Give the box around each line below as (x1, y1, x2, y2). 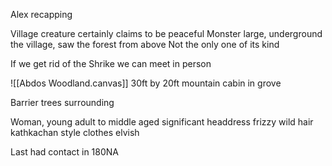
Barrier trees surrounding (10, 97, 115, 108)
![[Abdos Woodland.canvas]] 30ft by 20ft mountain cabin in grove (10, 77, 282, 89)
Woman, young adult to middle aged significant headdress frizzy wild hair (10, 116, 314, 128)
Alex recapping (10, 9, 73, 20)
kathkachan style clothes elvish (10, 127, 140, 138)
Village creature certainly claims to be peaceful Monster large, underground (10, 28, 323, 39)
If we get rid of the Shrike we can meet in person (10, 58, 212, 69)
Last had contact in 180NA (10, 146, 120, 158)
